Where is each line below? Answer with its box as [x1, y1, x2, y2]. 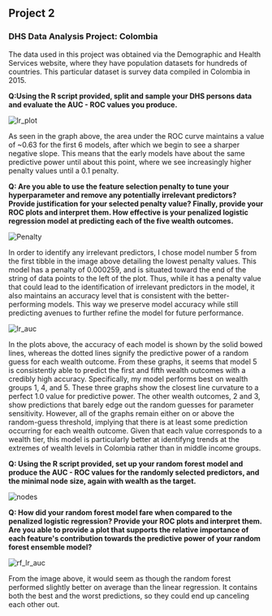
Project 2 [8, 7, 55, 20]
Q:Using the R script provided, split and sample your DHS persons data [8, 91, 253, 101]
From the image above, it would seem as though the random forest [8, 573, 231, 583]
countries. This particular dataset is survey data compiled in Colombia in [8, 67, 251, 76]
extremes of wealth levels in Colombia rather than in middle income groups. [8, 443, 261, 453]
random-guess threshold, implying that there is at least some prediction [8, 417, 248, 427]
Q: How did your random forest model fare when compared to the [8, 507, 233, 517]
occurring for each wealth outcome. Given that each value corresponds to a [8, 426, 262, 436]
